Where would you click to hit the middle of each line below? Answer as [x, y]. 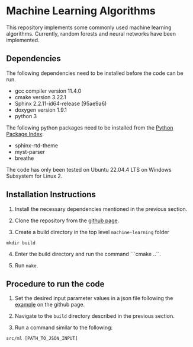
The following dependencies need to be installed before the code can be [95, 73]
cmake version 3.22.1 [40, 97]
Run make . [26, 265]
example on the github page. [50, 305]
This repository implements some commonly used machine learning [89, 27]
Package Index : [25, 134]
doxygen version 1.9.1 [41, 110]
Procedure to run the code [55, 284]
